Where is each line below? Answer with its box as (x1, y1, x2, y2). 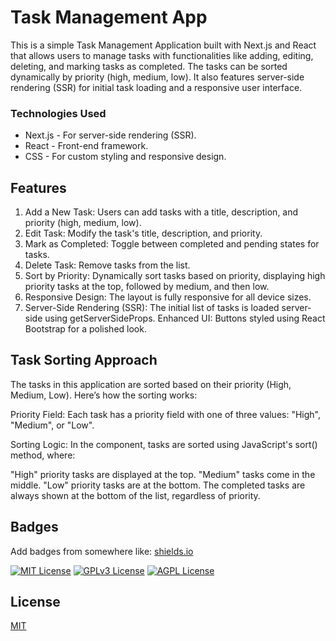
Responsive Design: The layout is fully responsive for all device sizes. (24, 291, 312, 303)
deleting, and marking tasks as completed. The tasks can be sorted (10, 60, 288, 72)
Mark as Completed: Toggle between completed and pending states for (24, 238, 320, 250)
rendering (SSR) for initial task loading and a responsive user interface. (10, 81, 303, 93)
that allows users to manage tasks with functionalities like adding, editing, (10, 49, 314, 61)
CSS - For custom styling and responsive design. (24, 151, 227, 163)
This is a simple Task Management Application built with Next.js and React (10, 39, 317, 51)
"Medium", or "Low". (10, 419, 95, 431)
